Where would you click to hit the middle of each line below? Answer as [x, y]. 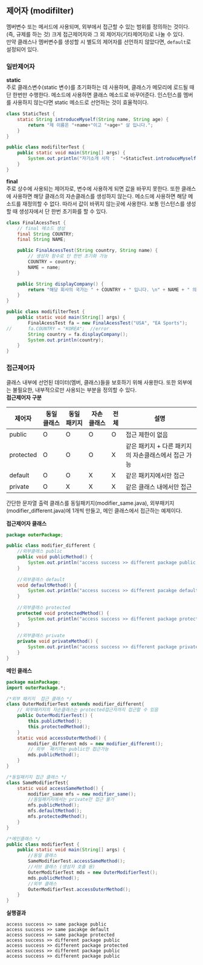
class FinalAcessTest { [36, 223]
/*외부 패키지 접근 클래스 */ [39, 699]
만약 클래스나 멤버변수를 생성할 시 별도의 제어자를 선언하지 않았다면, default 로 [99, 42]
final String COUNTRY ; [46, 234]
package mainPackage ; [34, 682]
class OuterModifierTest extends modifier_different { [76, 704]
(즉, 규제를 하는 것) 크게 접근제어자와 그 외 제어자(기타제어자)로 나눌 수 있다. [95, 34]
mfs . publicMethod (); [54, 805]
